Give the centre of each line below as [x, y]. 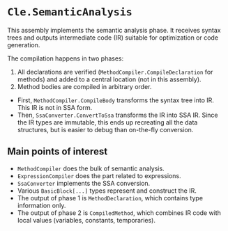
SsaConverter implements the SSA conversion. [84, 183]
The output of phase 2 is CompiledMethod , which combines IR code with [119, 213]
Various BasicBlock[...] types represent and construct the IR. [107, 191]
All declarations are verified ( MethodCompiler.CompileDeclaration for [115, 72]
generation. [24, 45]
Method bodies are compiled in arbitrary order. [84, 86]
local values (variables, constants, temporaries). [86, 220]
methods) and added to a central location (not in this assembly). [109, 79]
